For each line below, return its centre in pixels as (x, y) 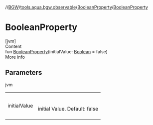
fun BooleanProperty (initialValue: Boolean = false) (57, 51)
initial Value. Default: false (68, 109)
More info (15, 57)
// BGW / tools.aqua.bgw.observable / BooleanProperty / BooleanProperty (77, 7)
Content (13, 46)
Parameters (24, 72)
